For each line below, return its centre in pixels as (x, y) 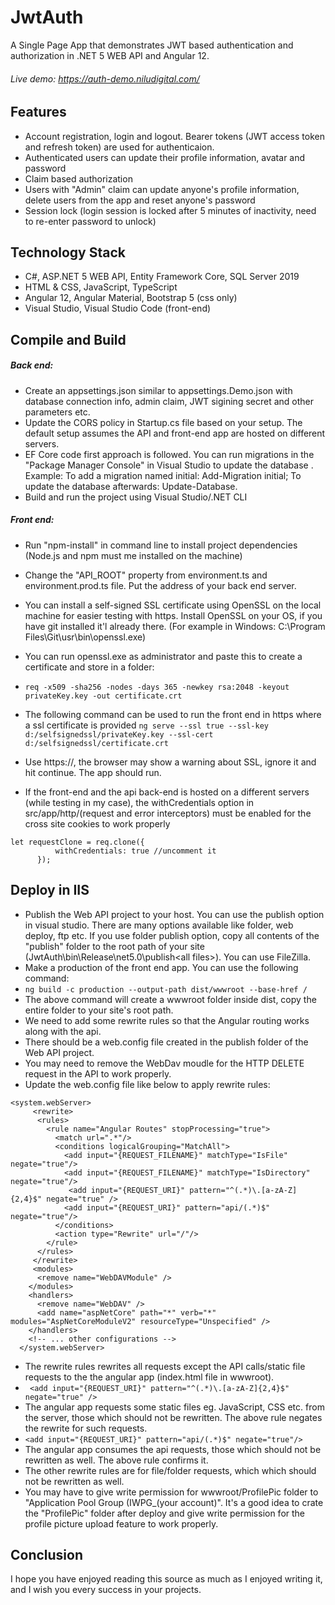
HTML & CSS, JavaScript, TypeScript (101, 287)
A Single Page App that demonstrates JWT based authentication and (152, 45)
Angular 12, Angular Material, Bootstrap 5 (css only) (131, 298)
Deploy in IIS (50, 890)
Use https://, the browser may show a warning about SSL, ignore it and (170, 762)
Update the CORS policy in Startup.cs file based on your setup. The (163, 422)
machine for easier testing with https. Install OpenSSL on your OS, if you (173, 615)
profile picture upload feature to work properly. (121, 1523)
